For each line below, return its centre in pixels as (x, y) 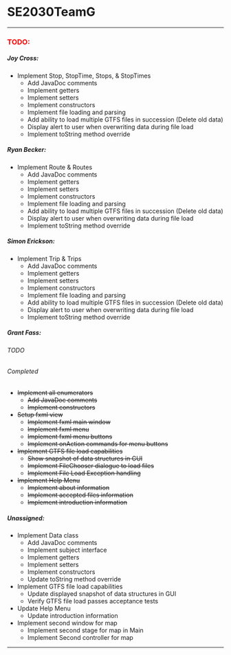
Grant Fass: (24, 333)
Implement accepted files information (80, 495)
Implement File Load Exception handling (84, 473)
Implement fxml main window (69, 422)
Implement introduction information (77, 502)
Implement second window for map (67, 623)
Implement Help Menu (48, 480)
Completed (23, 371)
